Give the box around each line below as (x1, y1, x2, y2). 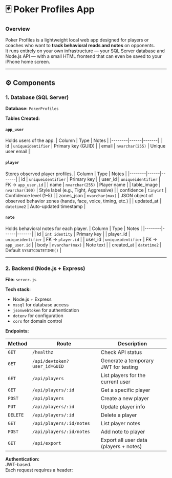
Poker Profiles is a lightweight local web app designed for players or (5, 37, 149, 43)
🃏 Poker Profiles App (5, 4, 95, 15)
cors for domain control (12, 318, 62, 324)
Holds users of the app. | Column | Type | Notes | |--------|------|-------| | (5, 137, 162, 143)
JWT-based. (5, 462, 32, 468)
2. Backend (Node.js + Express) (5, 264, 85, 272)
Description (117, 340, 147, 347)
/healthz (32, 349, 54, 356)
